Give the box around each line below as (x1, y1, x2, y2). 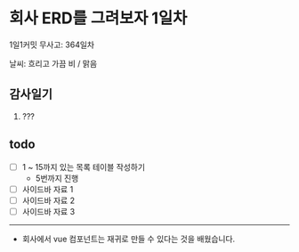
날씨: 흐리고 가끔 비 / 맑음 (9, 58, 98, 69)
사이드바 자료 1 (21, 183, 74, 194)
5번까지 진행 (35, 173, 79, 183)
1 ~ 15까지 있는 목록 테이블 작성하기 (21, 161, 145, 172)
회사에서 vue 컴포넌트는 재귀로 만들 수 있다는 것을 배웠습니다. (21, 233, 236, 244)
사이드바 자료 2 (21, 195, 76, 206)
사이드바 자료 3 (21, 206, 76, 216)
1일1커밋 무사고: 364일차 (9, 39, 95, 50)
